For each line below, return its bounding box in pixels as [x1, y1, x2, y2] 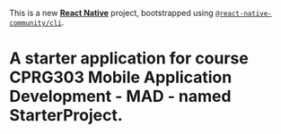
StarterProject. [9, 105, 123, 126]
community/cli [9, 19, 63, 28]
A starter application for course [9, 48, 249, 69]
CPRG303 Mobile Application [9, 67, 233, 88]
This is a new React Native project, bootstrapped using [9, 8, 214, 18]
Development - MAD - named [9, 87, 232, 106]
